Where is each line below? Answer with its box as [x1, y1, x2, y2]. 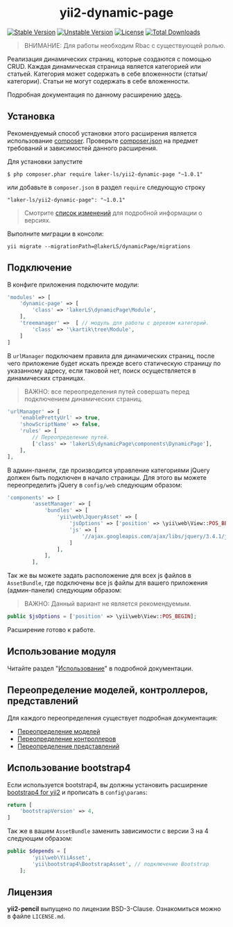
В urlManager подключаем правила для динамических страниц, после [7, 351, 215, 360]
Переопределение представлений [17, 742, 120, 750]
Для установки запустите [7, 157, 83, 166]
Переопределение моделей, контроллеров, [7, 684, 208, 696]
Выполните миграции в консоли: [7, 229, 104, 238]
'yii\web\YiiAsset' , [32, 854, 92, 861]
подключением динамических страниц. [24, 394, 144, 403]
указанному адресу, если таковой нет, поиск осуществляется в [7, 366, 196, 375]
